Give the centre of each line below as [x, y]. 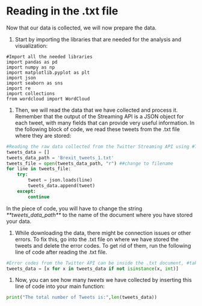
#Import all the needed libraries [50, 57]
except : [26, 191]
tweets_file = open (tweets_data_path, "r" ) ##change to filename [90, 164]
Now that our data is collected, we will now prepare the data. [81, 28]
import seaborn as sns [35, 83]
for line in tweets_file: [38, 169]
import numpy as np [31, 67]
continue [39, 197]
